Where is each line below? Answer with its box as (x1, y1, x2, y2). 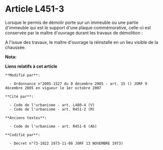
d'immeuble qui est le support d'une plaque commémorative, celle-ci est (5, 24, 151, 30)
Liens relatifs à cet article (5, 63, 58, 69)
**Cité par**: (5, 94, 34, 99)
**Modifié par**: (5, 73, 41, 77)
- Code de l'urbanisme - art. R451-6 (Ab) (9, 124, 97, 129)
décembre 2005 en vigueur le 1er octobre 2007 (5, 85, 102, 91)
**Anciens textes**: (5, 115, 47, 120)
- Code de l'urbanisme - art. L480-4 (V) (9, 102, 95, 108)
